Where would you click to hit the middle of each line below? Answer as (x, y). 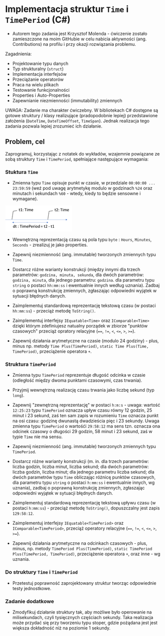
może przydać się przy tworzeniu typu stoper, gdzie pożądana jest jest (85, 623)
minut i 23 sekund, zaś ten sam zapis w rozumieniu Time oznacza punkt (85, 416)
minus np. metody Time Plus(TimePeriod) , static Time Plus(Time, (81, 346)
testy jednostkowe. (32, 588)
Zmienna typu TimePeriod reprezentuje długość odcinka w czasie (79, 375)
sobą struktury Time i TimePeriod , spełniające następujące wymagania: (77, 159)
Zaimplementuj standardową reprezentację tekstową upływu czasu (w (84, 503)
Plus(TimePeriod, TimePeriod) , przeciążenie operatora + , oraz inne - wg (86, 554)
